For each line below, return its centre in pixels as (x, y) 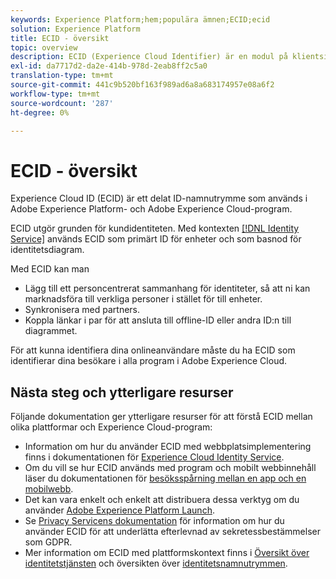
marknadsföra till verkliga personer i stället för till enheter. (143, 299)
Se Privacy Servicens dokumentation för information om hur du (154, 521)
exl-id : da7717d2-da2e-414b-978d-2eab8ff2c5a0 (109, 66)
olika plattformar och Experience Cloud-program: (111, 427)
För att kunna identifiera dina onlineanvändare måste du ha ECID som (153, 350)
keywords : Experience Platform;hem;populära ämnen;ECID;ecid (140, 19)
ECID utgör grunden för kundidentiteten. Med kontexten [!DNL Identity (155, 228)
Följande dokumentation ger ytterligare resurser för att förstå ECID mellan (161, 417)
